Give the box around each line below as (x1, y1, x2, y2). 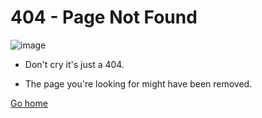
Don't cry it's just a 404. (24, 58, 125, 70)
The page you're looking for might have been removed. (24, 77, 253, 90)
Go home (10, 97, 48, 109)
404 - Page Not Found (10, 6, 198, 29)
